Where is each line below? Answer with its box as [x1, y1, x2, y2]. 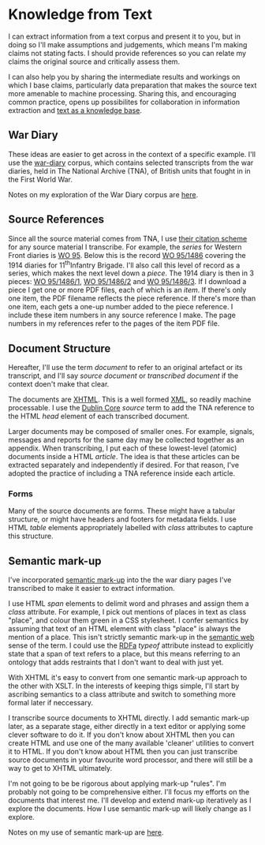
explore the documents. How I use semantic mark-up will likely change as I [8, 804, 252, 813]
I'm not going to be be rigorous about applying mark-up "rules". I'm [8, 779, 227, 788]
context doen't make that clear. [8, 380, 110, 389]
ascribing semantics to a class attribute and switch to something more [8, 690, 237, 699]
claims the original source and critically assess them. [8, 57, 180, 66]
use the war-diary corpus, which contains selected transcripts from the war [8, 158, 254, 167]
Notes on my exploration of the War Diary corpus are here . [8, 189, 199, 199]
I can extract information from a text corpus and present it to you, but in [8, 32, 241, 41]
